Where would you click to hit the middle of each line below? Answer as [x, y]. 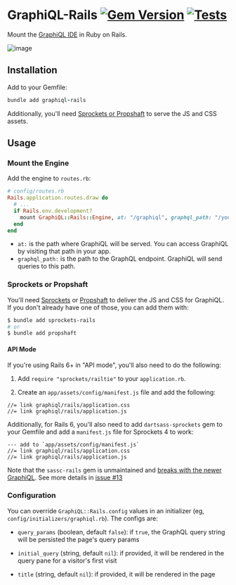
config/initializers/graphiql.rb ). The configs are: [83, 518]
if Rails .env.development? [53, 211]
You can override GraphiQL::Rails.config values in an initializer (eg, [106, 510]
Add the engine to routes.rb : [49, 179]
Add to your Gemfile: [38, 87]
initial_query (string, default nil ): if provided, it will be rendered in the [121, 553]
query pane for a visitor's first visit [67, 560]
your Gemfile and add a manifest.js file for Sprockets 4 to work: [100, 432]
